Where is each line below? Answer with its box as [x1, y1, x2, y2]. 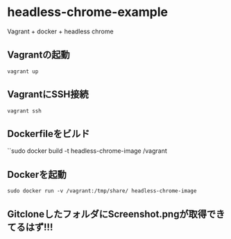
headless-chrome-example [7, 4, 169, 20]
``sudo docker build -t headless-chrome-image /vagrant [7, 147, 168, 155]
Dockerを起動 [7, 168, 67, 181]
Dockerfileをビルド [7, 128, 90, 140]
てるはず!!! [7, 221, 53, 233]
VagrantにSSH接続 [7, 88, 89, 101]
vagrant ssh [7, 107, 42, 115]
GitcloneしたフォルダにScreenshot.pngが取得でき [7, 208, 225, 220]
